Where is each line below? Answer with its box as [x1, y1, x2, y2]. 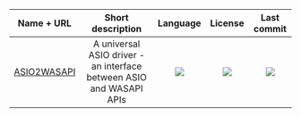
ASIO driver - [88, 49, 145, 61]
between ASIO [86, 71, 148, 83]
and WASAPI [90, 82, 143, 95]
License [210, 17, 245, 29]
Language [158, 17, 202, 29]
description [91, 22, 142, 35]
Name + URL [17, 17, 72, 29]
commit [254, 22, 287, 35]
